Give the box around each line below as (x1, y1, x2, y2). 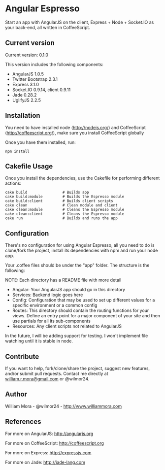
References (5, 417, 41, 426)
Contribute (5, 352, 39, 361)
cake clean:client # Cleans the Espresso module (5, 211, 125, 217)
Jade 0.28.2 (12, 92, 37, 98)
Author (5, 390, 27, 399)
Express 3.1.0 (12, 81, 39, 87)
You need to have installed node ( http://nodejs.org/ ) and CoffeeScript (5, 124, 146, 131)
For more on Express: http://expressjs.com (5, 449, 92, 456)
